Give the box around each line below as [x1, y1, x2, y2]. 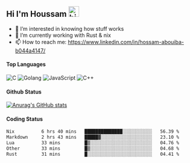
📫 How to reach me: [14, 38, 67, 45]
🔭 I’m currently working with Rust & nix [14, 31, 112, 39]
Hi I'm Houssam [6, 9, 68, 19]
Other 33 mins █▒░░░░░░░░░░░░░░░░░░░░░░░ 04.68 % [6, 145, 180, 152]
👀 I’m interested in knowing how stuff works [14, 25, 124, 32]
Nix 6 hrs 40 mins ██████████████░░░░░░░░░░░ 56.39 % [6, 129, 180, 135]
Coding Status [6, 115, 43, 123]
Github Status [6, 88, 42, 95]
